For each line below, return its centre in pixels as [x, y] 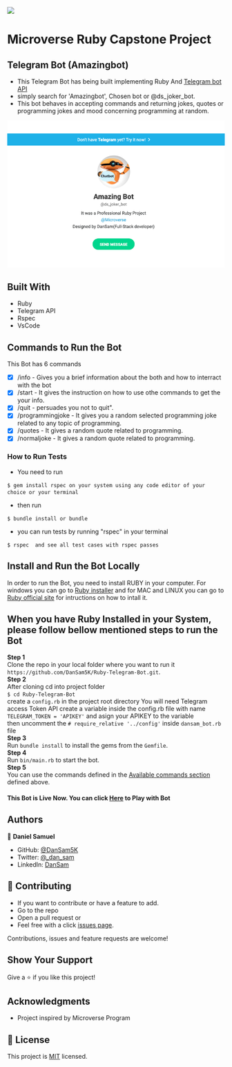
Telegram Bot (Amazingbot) [68, 65]
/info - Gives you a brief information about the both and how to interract [119, 377]
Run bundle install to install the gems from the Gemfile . [87, 746]
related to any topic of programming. [69, 423]
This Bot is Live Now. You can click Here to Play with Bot [89, 798]
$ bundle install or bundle [48, 518]
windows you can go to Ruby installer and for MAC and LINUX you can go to [116, 590]
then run [29, 505]
